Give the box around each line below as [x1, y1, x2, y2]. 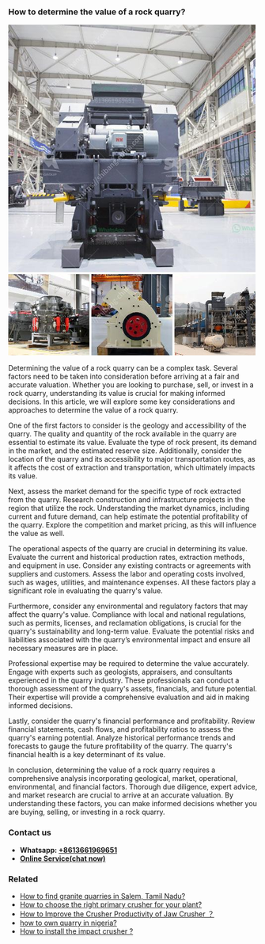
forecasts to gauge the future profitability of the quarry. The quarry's [8, 741, 233, 751]
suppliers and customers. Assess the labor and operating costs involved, [8, 569, 245, 579]
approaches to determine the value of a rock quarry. [8, 405, 179, 415]
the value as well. [8, 529, 65, 539]
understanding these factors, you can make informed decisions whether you [8, 799, 257, 809]
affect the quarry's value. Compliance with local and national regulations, [8, 610, 247, 619]
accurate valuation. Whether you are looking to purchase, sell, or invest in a [8, 380, 255, 390]
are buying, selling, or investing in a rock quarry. [8, 807, 165, 817]
